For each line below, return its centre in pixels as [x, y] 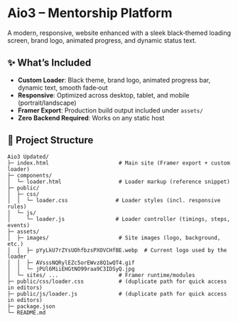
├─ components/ [30, 175]
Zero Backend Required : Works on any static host [91, 118]
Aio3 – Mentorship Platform [90, 13]
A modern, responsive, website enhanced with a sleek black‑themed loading [119, 33]
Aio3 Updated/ [28, 157]
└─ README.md [27, 312]
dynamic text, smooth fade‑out [63, 88]
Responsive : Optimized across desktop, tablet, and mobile [103, 95]
